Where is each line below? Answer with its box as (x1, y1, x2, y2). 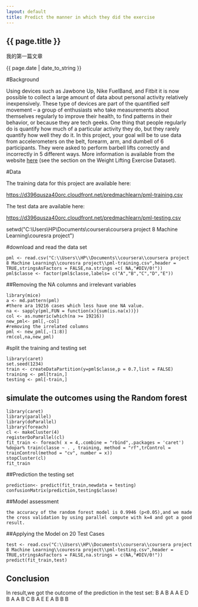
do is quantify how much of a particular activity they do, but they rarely (6, 125, 180, 132)
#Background (6, 76, 40, 83)
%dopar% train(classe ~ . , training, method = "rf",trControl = (6, 445, 171, 451)
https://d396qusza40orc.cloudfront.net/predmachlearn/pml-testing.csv (6, 214, 181, 221)
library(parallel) (6, 414, 52, 420)
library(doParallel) (6, 419, 58, 425)
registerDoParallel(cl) (6, 434, 65, 441)
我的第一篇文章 (6, 53, 43, 60)
